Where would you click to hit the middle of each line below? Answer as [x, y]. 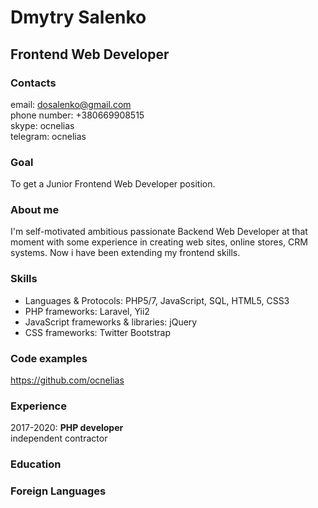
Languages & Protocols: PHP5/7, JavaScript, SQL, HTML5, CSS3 [157, 300]
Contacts [33, 83]
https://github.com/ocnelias [67, 380]
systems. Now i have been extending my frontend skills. [125, 253]
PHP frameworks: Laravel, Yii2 [87, 311]
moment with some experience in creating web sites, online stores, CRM [159, 242]
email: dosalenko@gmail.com [71, 104]
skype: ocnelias [42, 125]
